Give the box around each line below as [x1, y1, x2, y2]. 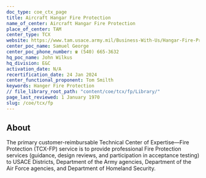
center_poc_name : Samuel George [6, 43, 89, 50]
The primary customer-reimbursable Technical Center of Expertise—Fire [6, 139, 189, 146]
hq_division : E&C [6, 60, 51, 66]
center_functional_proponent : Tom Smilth [6, 77, 114, 83]
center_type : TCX [6, 32, 51, 38]
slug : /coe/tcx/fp [6, 100, 53, 106]
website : [6, 37, 29, 43]
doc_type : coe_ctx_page [6, 9, 67, 15]
